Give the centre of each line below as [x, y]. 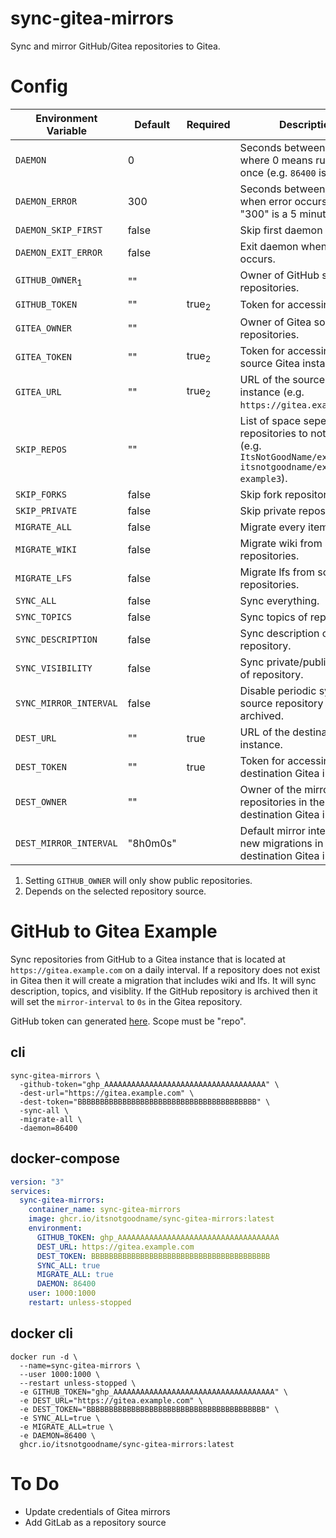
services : [31, 1191]
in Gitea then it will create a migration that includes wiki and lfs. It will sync [163, 980]
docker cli [41, 1333]
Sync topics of [273, 617]
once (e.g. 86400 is [283, 172]
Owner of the [270, 790]
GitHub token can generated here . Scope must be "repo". [128, 1021]
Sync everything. [279, 601]
